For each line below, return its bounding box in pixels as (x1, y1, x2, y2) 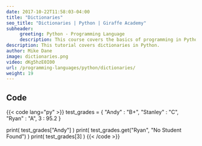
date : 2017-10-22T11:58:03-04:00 (6, 8, 90, 15)
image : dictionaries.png (6, 53, 69, 59)
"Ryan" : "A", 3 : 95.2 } (6, 115, 61, 122)
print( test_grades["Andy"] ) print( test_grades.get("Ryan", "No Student (6, 127, 182, 134)
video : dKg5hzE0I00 (6, 59, 55, 65)
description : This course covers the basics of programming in (19, 37, 182, 43)
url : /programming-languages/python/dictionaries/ (6, 64, 136, 71)
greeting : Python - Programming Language (19, 31, 125, 37)
